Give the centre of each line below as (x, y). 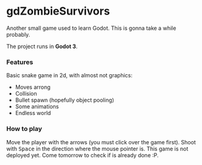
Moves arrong (33, 87)
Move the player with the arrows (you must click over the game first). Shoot (101, 142)
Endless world (33, 113)
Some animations (37, 107)
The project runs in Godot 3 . (42, 46)
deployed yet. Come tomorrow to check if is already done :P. (82, 155)
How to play (24, 129)
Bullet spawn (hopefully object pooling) (65, 100)
